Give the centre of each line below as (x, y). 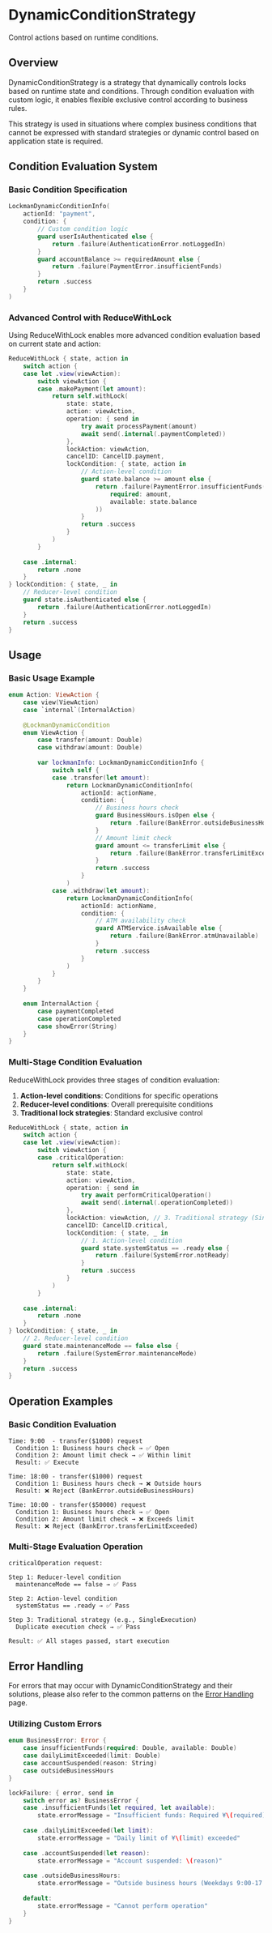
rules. (18, 108)
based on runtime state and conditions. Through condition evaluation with (132, 91)
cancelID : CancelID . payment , (115, 457)
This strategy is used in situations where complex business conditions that (133, 124)
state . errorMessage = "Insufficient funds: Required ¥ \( (135, 1816)
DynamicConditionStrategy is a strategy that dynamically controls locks (127, 82)
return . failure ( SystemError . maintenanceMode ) (117, 1353)
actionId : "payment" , (59, 214)
